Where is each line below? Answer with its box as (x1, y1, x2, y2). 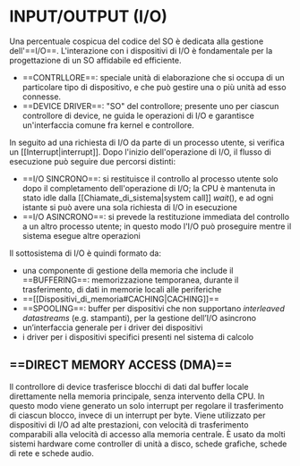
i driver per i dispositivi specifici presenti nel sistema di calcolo (21, 331, 253, 342)
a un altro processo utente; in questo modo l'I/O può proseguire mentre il (21, 221, 292, 232)
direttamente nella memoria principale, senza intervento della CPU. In (9, 391, 265, 402)
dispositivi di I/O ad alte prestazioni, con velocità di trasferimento (9, 419, 249, 430)
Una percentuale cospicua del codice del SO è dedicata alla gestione (9, 36, 264, 47)
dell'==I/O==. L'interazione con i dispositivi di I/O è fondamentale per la (9, 45, 273, 55)
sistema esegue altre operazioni (21, 230, 141, 241)
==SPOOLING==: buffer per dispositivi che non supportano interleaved (21, 302, 285, 314)
